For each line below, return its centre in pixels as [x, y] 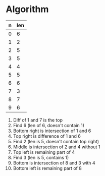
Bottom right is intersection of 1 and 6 [52, 131]
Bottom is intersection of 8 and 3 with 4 [54, 163]
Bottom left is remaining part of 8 [47, 168]
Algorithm [27, 9]
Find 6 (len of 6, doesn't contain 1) [49, 125]
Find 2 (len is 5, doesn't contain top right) [56, 141]
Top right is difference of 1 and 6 [47, 136]
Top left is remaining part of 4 [44, 152]
